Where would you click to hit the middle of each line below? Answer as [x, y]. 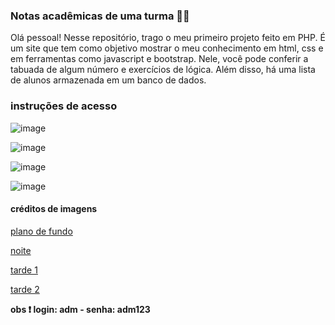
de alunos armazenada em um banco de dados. [108, 80]
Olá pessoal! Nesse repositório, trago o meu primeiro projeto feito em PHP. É [168, 38]
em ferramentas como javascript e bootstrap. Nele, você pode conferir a [159, 59]
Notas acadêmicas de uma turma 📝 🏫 [100, 16]
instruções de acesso [64, 106]
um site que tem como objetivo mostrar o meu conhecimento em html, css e [167, 48]
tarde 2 [25, 289]
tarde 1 [24, 270]
